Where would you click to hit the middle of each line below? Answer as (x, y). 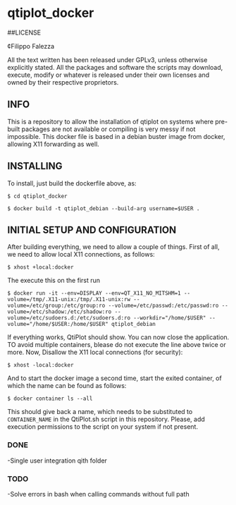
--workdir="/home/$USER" (170, 318)
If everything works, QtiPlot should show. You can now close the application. (118, 337)
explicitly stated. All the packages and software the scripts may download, (115, 67)
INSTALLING (35, 166)
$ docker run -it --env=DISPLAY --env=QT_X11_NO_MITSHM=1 (94, 293)
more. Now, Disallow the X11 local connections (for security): (95, 352)
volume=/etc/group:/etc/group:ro (56, 306)
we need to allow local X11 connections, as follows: (81, 255)
